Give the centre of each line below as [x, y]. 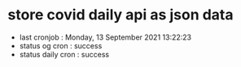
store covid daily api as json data [120, 15]
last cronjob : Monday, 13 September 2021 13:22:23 [105, 37]
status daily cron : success [64, 54]
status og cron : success [61, 45]
